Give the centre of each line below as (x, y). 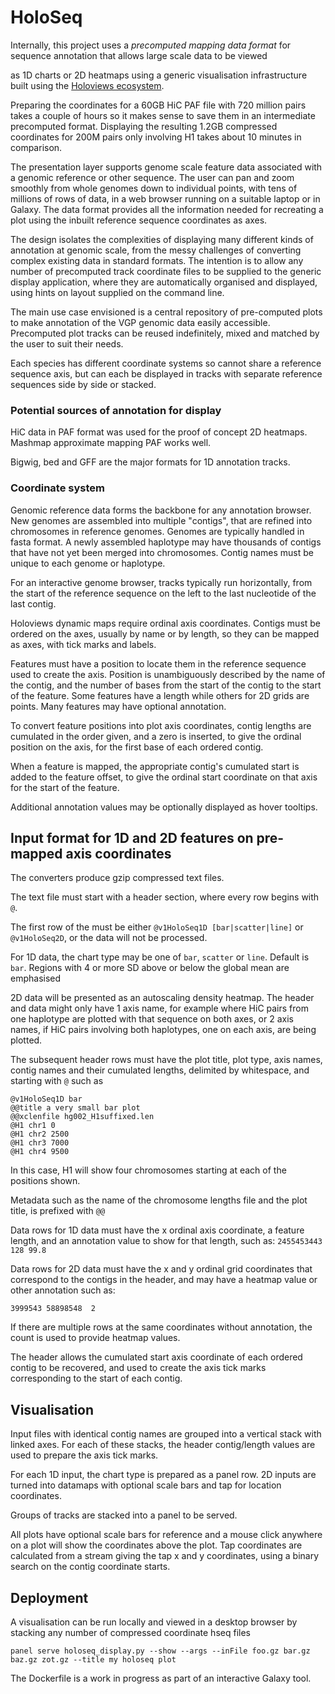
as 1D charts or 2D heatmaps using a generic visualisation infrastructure (159, 75)
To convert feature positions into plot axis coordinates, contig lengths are (161, 725)
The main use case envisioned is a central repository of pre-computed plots (166, 312)
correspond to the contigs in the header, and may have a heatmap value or (164, 1280)
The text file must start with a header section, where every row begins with (165, 897)
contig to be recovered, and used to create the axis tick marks (138, 1368)
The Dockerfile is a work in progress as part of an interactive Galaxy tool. (161, 1678)
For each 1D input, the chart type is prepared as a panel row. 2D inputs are (163, 1475)
